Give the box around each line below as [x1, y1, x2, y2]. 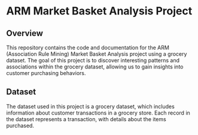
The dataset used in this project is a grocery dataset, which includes [6, 103, 175, 110]
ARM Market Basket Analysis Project [6, 4, 193, 18]
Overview [6, 28, 44, 38]
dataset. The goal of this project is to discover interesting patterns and [6, 57, 180, 64]
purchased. [6, 122, 35, 129]
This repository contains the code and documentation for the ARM [6, 44, 169, 51]
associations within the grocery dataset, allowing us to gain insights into [6, 63, 184, 70]
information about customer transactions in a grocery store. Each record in [6, 109, 190, 116]
